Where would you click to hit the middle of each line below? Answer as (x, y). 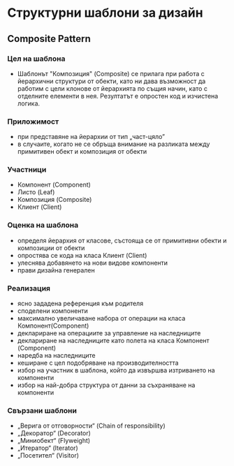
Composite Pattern (49, 39)
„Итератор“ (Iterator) (47, 448)
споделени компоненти (53, 311)
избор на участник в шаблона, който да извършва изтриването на (116, 370)
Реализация (29, 288)
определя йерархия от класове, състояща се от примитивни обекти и (122, 240)
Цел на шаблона (36, 59)
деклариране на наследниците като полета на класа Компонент (113, 341)
